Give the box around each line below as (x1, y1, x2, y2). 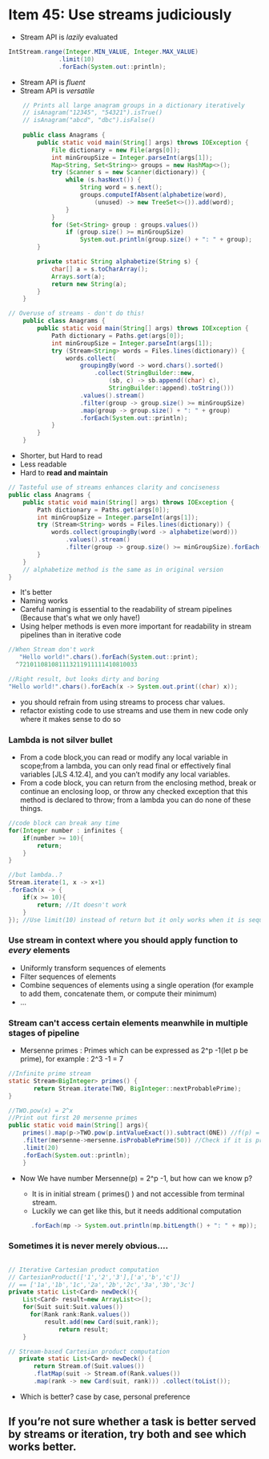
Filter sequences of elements (19, 972, 116, 981)
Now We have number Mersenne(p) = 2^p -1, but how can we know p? (19, 1173, 253, 1183)
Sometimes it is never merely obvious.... (8, 1241, 169, 1252)
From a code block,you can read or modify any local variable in (19, 752, 228, 762)
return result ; (58, 1325, 110, 1334)
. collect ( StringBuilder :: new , (94, 369, 195, 377)
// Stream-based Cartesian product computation (8, 1347, 171, 1355)
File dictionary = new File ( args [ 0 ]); (50, 146, 181, 154)
